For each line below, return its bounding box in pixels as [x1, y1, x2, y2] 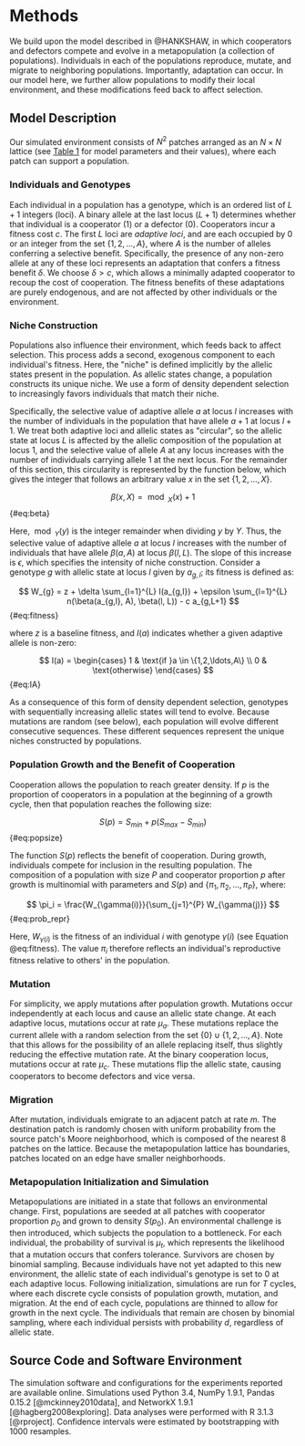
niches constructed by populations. [9, 735, 142, 746]
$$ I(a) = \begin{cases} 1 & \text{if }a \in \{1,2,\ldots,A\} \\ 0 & [38, 655, 268, 666]
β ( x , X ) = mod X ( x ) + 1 [110, 492, 196, 505]
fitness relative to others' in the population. [9, 954, 170, 965]
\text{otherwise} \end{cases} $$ [92, 665, 214, 676]
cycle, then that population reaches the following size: [9, 798, 212, 809]
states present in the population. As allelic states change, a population [9, 369, 273, 380]
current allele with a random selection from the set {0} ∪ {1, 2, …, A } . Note [9, 1029, 284, 1040]
